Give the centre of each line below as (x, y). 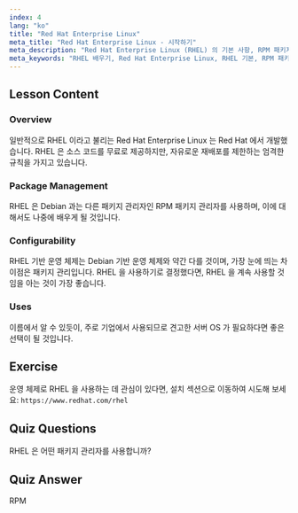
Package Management (59, 185)
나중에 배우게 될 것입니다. (77, 217)
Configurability (43, 240)
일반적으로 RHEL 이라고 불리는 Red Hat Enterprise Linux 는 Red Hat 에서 (137, 140)
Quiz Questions (53, 428)
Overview (31, 120)
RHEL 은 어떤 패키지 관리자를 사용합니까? (80, 451)
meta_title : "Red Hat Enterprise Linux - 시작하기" (103, 42)
